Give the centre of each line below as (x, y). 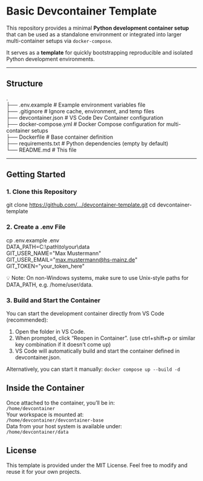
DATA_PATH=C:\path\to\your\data (48, 247)
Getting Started (36, 175)
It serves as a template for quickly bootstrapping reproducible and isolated (100, 52)
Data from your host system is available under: (64, 426)
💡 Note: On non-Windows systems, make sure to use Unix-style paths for (98, 277)
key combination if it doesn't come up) (63, 345)
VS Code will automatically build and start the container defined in (97, 351)
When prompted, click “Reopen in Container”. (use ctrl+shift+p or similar (105, 338)
